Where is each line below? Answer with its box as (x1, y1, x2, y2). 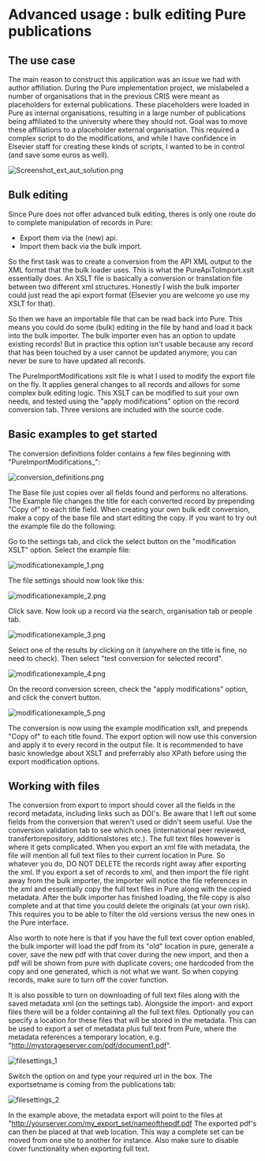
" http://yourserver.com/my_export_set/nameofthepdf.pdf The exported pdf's (8, 1119, 257, 1129)
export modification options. (8, 757, 100, 766)
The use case (8, 54, 76, 67)
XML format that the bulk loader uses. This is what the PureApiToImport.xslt (8, 265, 255, 274)
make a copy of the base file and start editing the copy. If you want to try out (8, 513, 257, 522)
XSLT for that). (8, 299, 55, 308)
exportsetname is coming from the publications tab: (8, 1080, 176, 1089)
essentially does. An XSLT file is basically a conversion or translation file (8, 273, 243, 283)
